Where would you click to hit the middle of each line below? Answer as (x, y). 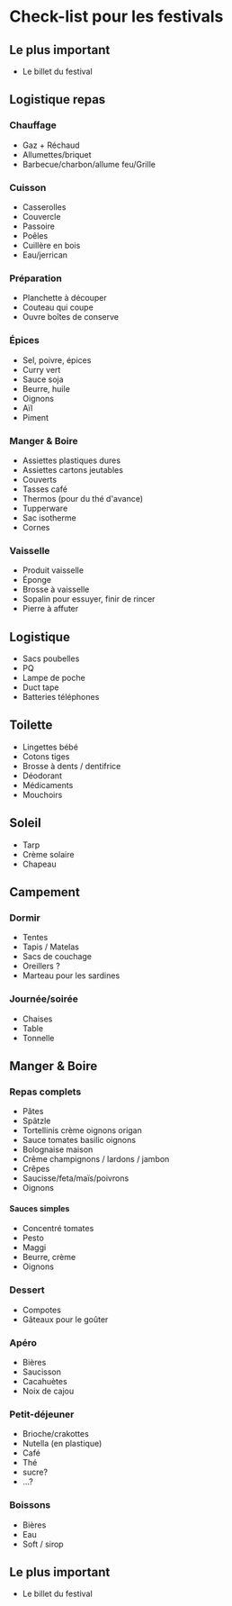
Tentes (35, 938)
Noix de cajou (48, 1391)
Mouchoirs (42, 794)
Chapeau (39, 864)
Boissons (30, 1505)
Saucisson (41, 1372)
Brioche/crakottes (56, 1434)
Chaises (37, 1019)
